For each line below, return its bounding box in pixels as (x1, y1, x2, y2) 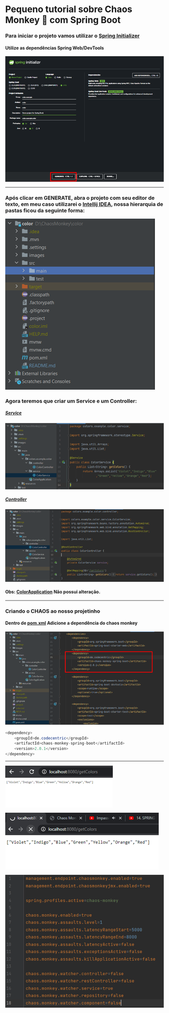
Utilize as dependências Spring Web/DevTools (5, 44, 104, 51)
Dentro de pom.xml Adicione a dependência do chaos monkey (5, 620, 138, 626)
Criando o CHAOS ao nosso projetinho (5, 607, 101, 614)
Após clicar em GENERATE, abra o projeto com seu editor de (5, 194, 155, 201)
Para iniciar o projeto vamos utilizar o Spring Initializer (5, 32, 140, 39)
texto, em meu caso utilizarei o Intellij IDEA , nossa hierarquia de (5, 200, 163, 207)
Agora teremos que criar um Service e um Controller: (5, 397, 137, 404)
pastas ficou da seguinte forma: (5, 207, 85, 214)
